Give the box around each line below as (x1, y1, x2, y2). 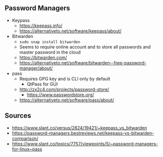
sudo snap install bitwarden (19, 39, 80, 44)
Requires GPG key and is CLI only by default (19, 75, 110, 81)
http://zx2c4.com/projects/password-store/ (19, 86, 109, 92)
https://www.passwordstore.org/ (26, 91, 94, 97)
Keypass (11, 17, 30, 23)
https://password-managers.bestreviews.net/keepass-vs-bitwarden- (11, 130, 154, 136)
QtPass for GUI (26, 81, 58, 87)
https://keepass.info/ (19, 22, 63, 28)
